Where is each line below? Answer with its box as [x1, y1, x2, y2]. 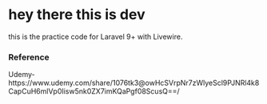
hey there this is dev [8, 6, 145, 24]
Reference [8, 52, 50, 63]
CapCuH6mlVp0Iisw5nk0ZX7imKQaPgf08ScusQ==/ [8, 87, 180, 96]
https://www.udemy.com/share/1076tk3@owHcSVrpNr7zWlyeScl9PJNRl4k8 [8, 78, 260, 88]
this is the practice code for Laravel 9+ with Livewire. [8, 32, 183, 41]
